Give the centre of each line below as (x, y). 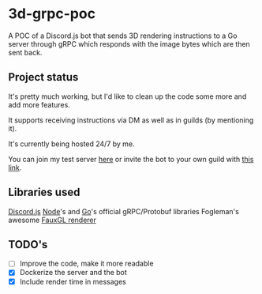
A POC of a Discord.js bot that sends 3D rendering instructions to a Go (123, 36)
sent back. (25, 52)
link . (15, 168)
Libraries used (44, 192)
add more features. (39, 104)
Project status (43, 77)
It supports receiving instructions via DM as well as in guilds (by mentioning (131, 120)
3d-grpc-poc (52, 14)
